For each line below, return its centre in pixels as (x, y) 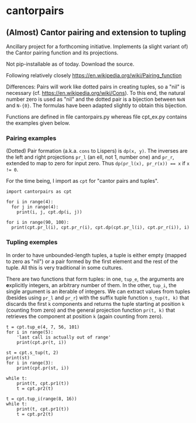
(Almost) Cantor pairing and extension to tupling (96, 33)
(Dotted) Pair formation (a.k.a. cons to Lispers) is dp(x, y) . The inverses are (97, 151)
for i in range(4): (30, 202)
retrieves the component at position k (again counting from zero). (85, 316)
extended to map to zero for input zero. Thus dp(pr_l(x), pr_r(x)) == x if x (98, 163)
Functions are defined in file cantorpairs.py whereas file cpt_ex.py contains (97, 117)
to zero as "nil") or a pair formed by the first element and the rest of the (92, 261)
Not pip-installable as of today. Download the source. (70, 64)
